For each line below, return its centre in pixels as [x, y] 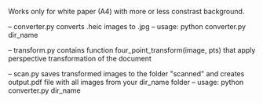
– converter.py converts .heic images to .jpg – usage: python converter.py [127, 26]
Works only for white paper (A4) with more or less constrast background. [126, 11]
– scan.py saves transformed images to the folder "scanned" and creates [126, 74]
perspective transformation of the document [80, 59]
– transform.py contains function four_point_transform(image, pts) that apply [132, 50]
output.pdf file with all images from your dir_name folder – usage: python [126, 82]
